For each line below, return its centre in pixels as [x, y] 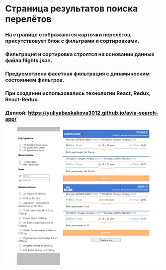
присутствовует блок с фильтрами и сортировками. [72, 41]
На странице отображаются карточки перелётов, [69, 35]
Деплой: [16, 113]
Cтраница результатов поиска [72, 9]
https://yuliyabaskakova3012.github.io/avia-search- [93, 113]
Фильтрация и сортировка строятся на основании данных [80, 54]
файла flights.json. [29, 61]
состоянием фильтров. [35, 80]
